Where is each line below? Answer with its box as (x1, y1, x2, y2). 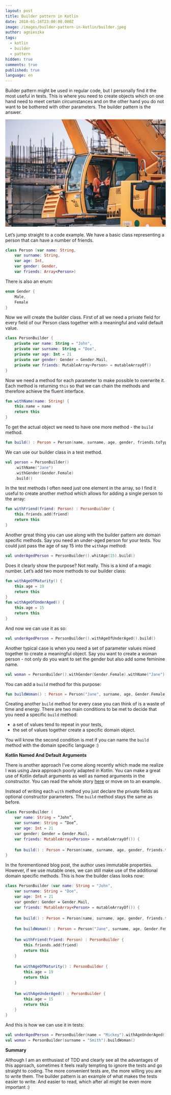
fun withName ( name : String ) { (5, 398, 70, 403)
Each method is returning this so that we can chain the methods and (5, 383, 150, 389)
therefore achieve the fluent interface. (5, 388, 85, 394)
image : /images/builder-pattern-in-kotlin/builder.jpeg (5, 25, 126, 30)
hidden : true (5, 57, 33, 62)
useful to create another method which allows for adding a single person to (5, 490, 163, 496)
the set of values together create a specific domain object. (12, 727, 136, 733)
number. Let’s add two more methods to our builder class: (5, 567, 126, 574)
